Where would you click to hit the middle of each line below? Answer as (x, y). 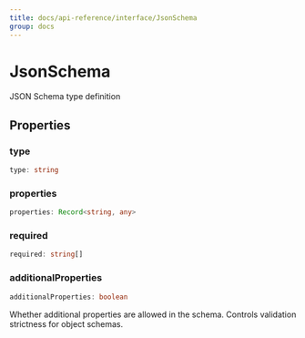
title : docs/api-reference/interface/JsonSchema (103, 18)
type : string (34, 170)
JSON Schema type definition (65, 97)
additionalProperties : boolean (69, 297)
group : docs (32, 26)
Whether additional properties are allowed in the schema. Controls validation (153, 314)
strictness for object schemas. (66, 323)
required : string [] (46, 255)
